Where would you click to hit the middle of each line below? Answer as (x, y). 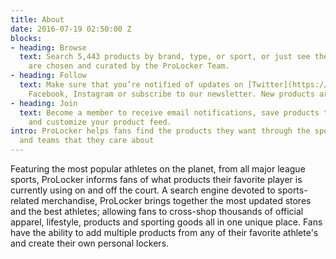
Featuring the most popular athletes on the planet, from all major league (158, 169)
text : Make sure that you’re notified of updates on (131, 85)
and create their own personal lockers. (90, 243)
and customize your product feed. (100, 122)
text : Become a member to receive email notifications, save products (169, 112)
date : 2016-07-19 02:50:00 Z (71, 29)
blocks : (26, 38)
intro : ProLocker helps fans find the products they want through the (160, 131)
